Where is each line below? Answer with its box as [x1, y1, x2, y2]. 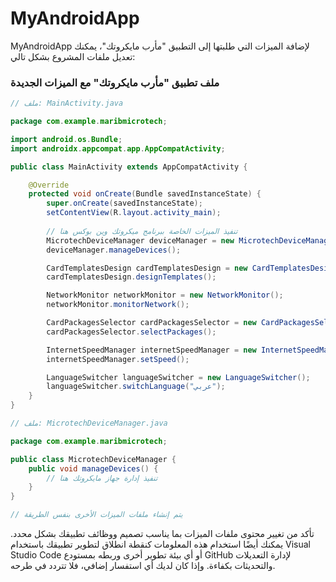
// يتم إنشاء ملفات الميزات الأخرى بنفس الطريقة [10, 510, 183, 520]
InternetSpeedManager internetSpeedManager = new [46, 345, 257, 355]
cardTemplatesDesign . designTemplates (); [46, 272, 217, 282]
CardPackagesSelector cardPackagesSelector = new [46, 318, 257, 328]
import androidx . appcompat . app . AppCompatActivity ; [10, 143, 226, 154]
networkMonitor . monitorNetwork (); [46, 300, 190, 310]
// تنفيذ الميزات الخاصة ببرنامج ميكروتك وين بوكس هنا [46, 226, 238, 236]
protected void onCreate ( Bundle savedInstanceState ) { [28, 189, 262, 199]
